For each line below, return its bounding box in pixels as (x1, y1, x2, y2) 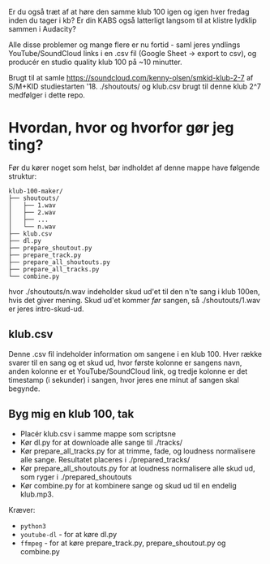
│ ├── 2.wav (8, 208, 57, 216)
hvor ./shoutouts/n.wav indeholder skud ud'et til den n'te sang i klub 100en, (8, 286, 261, 296)
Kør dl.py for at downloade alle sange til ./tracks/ (19, 437, 183, 447)
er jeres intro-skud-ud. (8, 304, 84, 314)
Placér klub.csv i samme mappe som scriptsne (19, 428, 177, 438)
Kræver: (8, 505, 36, 514)
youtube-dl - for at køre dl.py (19, 529, 118, 539)
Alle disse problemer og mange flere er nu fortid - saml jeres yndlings (8, 40, 241, 50)
